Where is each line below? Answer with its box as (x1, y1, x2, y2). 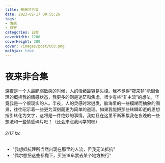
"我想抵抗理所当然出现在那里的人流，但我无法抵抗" (12, 146, 115, 152)
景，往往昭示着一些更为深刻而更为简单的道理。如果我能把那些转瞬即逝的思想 (5, 107, 160, 112)
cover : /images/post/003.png (5, 44, 65, 49)
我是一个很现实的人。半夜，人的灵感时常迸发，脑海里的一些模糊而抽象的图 (9, 100, 160, 106)
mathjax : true (5, 48, 34, 53)
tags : (5, 16, 16, 21)
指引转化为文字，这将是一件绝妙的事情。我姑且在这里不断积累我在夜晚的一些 (5, 112, 160, 118)
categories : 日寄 (5, 30, 39, 35)
